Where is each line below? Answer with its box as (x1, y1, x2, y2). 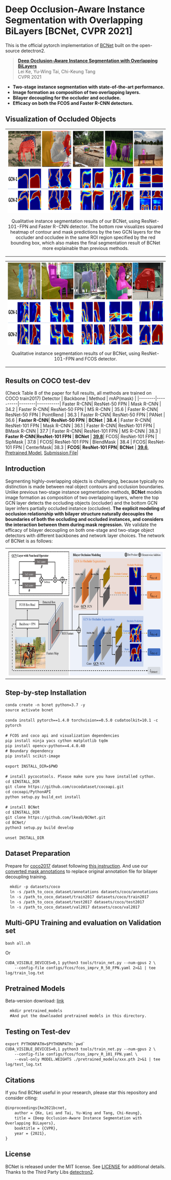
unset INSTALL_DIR (5, 835, 44, 841)
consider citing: (5, 1095, 38, 1101)
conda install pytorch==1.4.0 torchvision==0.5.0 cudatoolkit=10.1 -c (5, 717, 158, 723)
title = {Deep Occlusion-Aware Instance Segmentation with (14, 1116, 142, 1121)
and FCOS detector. (75, 355, 117, 361)
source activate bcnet (5, 707, 53, 713)
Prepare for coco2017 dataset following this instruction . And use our (5, 863, 149, 869)
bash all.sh (5, 941, 31, 946)
